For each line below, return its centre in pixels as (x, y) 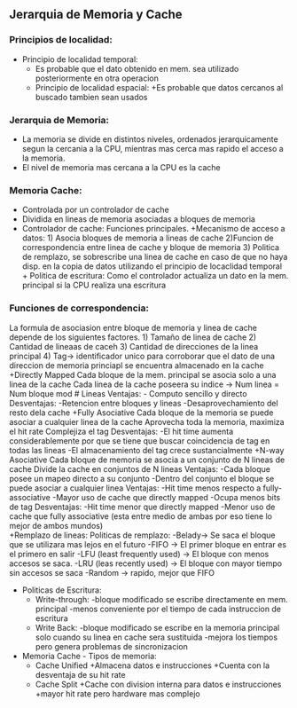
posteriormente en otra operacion (97, 78)
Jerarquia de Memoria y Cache (96, 15)
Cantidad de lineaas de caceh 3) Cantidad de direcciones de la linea (134, 346)
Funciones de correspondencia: (79, 308)
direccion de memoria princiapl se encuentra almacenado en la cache (137, 365)
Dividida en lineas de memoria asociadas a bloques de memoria (138, 219)
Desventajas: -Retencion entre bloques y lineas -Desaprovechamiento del (144, 403)
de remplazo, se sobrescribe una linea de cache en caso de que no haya (155, 257)
